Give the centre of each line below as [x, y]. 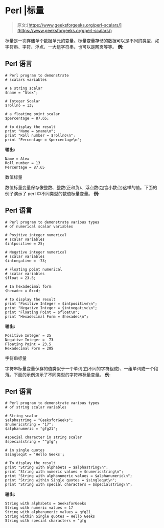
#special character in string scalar [44, 437]
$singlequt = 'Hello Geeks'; [35, 454]
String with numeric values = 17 [39, 508]
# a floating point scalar [33, 114]
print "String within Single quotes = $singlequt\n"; [61, 480]
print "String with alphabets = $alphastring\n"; [57, 467]
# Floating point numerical [34, 269]
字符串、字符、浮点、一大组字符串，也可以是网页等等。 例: [64, 47]
